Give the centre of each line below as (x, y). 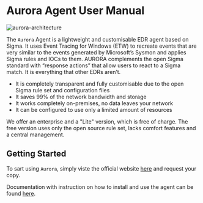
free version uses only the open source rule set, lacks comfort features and (101, 128)
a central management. (35, 135)
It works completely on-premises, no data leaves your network (94, 103)
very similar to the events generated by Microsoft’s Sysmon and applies (96, 52)
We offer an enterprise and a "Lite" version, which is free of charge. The (97, 121)
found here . (21, 193)
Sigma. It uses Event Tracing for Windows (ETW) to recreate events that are (102, 46)
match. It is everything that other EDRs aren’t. (64, 72)
